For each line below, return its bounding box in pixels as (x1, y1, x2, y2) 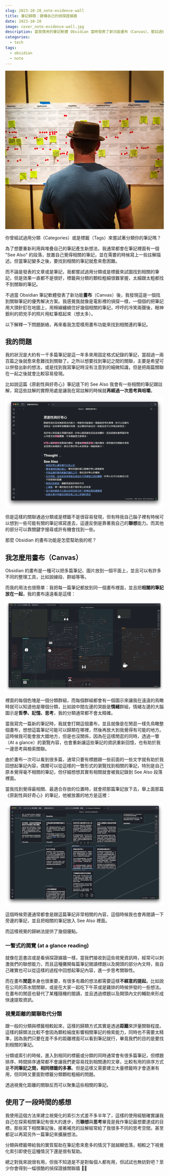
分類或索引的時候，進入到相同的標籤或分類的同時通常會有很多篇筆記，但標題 (5, 1052, 164, 1058)
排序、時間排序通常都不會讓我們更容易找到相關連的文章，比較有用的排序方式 (5, 1058, 164, 1064)
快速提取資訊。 (5, 997, 36, 1003)
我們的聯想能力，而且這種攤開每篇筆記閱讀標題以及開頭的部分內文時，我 (9, 961, 159, 967)
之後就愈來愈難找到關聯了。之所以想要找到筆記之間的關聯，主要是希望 (14, 358, 159, 364)
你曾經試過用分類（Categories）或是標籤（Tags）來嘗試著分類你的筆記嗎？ (5, 234, 161, 241)
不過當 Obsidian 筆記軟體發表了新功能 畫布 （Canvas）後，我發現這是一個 (5, 292, 156, 298)
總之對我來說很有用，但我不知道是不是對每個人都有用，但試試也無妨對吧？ (5, 1159, 159, 1165)
